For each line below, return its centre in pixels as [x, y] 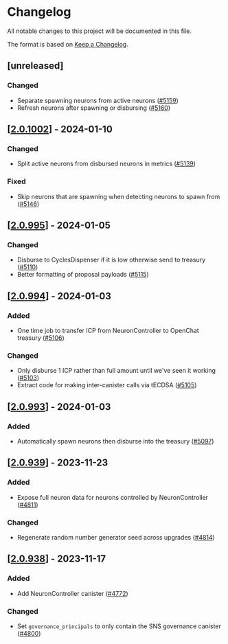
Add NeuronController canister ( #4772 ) [72, 593]
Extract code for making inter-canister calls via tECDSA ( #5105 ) [107, 385]
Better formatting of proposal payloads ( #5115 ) [83, 275]
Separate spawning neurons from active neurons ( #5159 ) [98, 100]
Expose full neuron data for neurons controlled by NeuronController [112, 497]
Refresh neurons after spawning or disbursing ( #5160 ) [94, 108]
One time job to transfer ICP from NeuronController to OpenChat [108, 330]
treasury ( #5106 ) [41, 338]
